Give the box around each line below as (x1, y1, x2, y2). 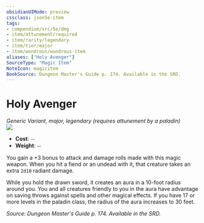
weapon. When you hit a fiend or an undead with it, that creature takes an (6, 160, 191, 168)
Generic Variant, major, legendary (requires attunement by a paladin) (6, 117, 181, 125)
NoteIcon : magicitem (6, 65, 59, 72)
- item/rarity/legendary (6, 37, 69, 43)
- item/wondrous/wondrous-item (6, 49, 86, 55)
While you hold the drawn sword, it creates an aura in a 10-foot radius (6, 179, 181, 186)
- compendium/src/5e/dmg (6, 26, 69, 32)
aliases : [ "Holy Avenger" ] (6, 54, 75, 60)
